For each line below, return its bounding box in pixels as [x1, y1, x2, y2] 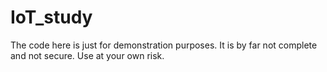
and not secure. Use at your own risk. [10, 49, 165, 61]
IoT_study [10, 6, 93, 29]
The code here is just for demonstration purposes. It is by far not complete [10, 39, 318, 51]
